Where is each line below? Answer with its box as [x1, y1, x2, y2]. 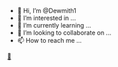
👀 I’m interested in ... [17, 14, 76, 22]
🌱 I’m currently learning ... [17, 21, 92, 29]
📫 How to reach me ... [17, 37, 82, 44]
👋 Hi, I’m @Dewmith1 [17, 7, 76, 15]
